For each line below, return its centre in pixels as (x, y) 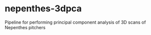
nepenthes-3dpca (43, 9)
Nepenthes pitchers (25, 27)
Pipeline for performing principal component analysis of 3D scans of (75, 22)
